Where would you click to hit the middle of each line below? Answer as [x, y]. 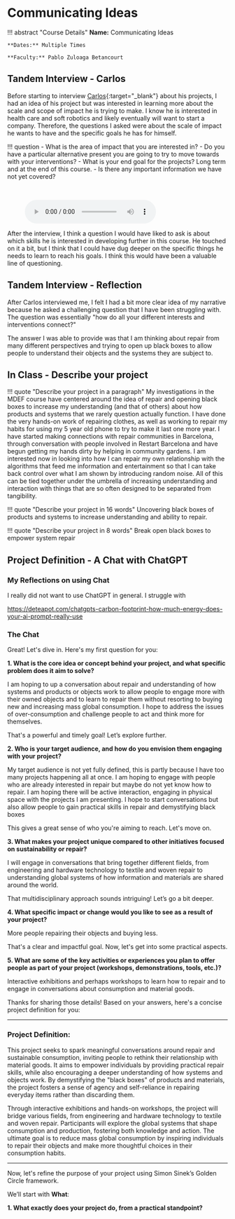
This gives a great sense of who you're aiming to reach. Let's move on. [109, 828]
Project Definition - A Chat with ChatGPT [98, 560]
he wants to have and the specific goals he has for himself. [92, 133]
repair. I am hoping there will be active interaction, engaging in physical [110, 792]
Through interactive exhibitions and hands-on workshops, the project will [113, 1108]
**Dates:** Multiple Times [47, 45]
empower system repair [41, 538]
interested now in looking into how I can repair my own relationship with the [116, 459]
